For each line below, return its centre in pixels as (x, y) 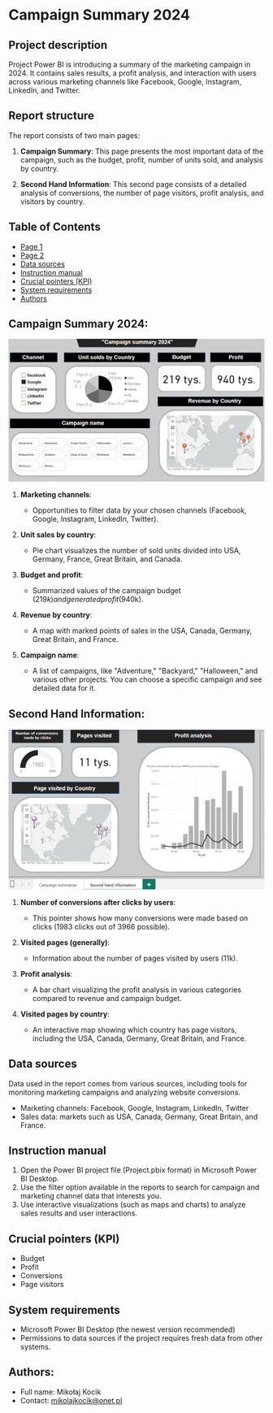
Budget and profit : (52, 575)
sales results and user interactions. (79, 1213)
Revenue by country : (56, 615)
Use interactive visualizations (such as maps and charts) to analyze (133, 1205)
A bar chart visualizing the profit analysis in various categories (137, 990)
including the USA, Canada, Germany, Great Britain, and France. (139, 1038)
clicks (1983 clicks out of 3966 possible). (101, 926)
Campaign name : (50, 655)
